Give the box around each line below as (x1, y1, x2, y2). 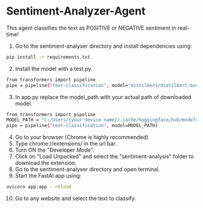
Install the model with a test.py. (14, 65, 92, 72)
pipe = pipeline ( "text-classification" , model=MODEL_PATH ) (6, 123, 158, 129)
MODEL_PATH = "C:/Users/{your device (6, 117, 101, 123)
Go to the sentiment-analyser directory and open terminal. (14, 166, 160, 173)
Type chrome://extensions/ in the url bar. (14, 140, 117, 148)
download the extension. (14, 159, 77, 167)
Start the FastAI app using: (14, 172, 82, 180)
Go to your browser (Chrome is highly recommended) (14, 134, 149, 141)
